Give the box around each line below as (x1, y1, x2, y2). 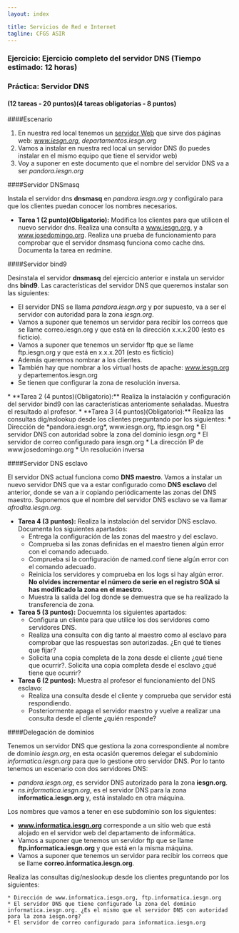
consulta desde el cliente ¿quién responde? (28, 714, 157, 723)
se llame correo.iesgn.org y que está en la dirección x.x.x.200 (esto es (17, 325, 225, 334)
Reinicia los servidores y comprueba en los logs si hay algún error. (28, 570, 224, 578)
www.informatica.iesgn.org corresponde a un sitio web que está (17, 821, 211, 830)
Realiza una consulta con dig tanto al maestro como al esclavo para (28, 631, 227, 639)
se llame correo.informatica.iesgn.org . (17, 859, 135, 867)
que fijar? (28, 646, 56, 655)
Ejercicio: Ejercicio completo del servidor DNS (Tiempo (7, 53, 201, 63)
